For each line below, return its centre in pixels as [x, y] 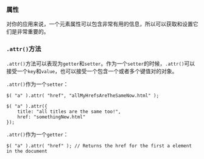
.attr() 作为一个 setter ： [37, 84]
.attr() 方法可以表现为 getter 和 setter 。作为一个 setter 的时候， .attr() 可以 [101, 63]
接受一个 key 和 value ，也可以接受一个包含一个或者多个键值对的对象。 [92, 71]
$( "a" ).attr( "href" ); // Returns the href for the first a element [99, 146]
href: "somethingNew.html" [51, 117]
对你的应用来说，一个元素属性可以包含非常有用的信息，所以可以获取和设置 [100, 24]
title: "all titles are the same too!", [69, 111]
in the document [27, 151]
